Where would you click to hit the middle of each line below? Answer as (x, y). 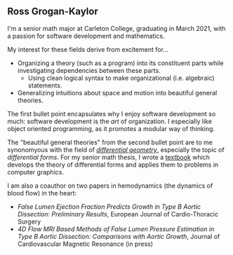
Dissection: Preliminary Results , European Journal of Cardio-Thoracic (118, 214)
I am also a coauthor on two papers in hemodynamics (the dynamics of (110, 186)
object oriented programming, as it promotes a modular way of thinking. (111, 128)
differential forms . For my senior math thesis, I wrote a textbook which (109, 157)
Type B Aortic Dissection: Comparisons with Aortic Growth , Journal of (119, 236)
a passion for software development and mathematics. (86, 36)
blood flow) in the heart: (42, 193)
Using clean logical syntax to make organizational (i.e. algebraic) (121, 78)
